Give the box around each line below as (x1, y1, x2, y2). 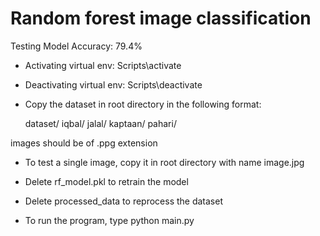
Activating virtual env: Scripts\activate (24, 59, 182, 71)
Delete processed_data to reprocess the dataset (24, 195, 223, 207)
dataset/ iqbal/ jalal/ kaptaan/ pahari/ (24, 117, 177, 129)
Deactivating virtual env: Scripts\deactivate (24, 78, 203, 91)
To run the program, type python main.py (24, 214, 195, 226)
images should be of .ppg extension (10, 137, 158, 149)
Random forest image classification (10, 7, 312, 30)
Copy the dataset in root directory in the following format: (24, 98, 262, 110)
